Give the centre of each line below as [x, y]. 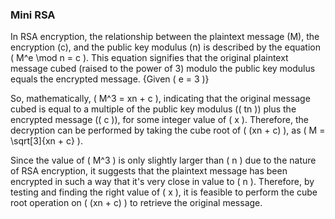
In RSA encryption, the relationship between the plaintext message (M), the [165, 37]
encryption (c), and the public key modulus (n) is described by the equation [165, 47]
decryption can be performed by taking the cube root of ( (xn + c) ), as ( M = [168, 130]
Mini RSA [33, 15]
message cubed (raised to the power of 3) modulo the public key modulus [163, 69]
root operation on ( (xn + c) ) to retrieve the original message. [136, 203]
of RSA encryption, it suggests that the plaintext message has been [149, 171]
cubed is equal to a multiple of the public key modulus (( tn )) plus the [153, 109]
